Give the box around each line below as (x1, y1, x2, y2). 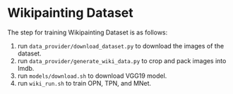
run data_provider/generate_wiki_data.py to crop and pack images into (17, 56, 227, 65)
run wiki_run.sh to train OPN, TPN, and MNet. (17, 79, 152, 87)
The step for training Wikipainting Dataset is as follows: (7, 28, 168, 36)
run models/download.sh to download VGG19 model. (17, 72, 167, 80)
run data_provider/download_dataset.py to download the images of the (17, 41, 225, 50)
